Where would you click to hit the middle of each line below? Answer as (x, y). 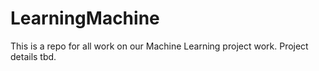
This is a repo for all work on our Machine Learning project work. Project (159, 46)
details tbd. (33, 56)
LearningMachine (85, 18)
